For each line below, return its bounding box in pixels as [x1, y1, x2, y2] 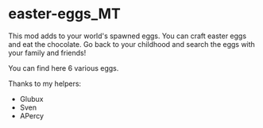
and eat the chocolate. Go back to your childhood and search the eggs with [8, 39, 256, 48]
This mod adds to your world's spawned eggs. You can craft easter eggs [8, 31, 247, 41]
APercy [19, 111, 44, 120]
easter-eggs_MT [8, 5, 121, 23]
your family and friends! [8, 48, 87, 57]
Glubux [19, 94, 44, 103]
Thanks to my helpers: [8, 79, 82, 88]
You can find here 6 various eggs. [8, 63, 119, 72]
